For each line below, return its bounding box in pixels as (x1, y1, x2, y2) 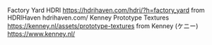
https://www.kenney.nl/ (7, 30, 76, 38)
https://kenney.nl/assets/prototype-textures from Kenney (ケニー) (7, 22, 199, 30)
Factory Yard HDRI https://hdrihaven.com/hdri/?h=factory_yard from (7, 6, 205, 14)
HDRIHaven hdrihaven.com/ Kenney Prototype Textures (7, 13, 170, 22)
